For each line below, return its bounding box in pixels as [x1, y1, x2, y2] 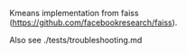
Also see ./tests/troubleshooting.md [9, 35, 143, 45]
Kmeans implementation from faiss [9, 8, 139, 18]
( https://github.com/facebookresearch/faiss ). [9, 17, 178, 28]
